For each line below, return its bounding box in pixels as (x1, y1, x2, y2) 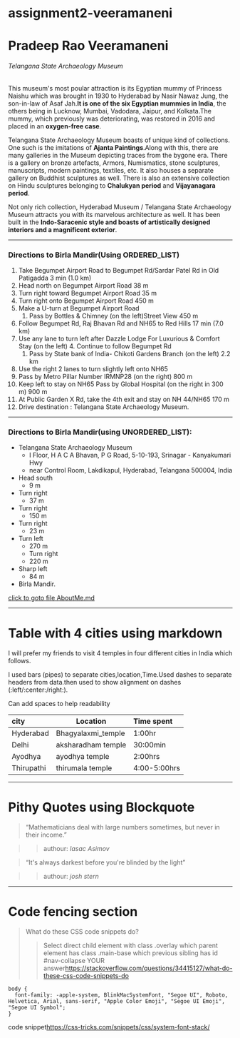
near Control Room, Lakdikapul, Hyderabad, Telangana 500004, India (28, 466, 233, 475)
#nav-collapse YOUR (43, 956, 105, 964)
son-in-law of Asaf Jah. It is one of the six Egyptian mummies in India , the (8, 99, 226, 108)
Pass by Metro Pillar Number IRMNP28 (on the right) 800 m (18, 372, 193, 381)
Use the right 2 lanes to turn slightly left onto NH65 (18, 364, 168, 373)
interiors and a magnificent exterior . (8, 225, 118, 233)
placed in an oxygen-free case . (8, 121, 102, 130)
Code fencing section (8, 904, 138, 920)
